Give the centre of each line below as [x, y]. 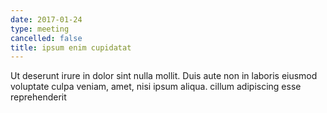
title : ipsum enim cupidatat [71, 47]
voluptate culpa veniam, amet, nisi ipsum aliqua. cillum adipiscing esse [156, 87]
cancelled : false [46, 38]
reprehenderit [38, 97]
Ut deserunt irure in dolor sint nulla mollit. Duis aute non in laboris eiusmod [164, 76]
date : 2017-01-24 [46, 19]
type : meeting [40, 29]
